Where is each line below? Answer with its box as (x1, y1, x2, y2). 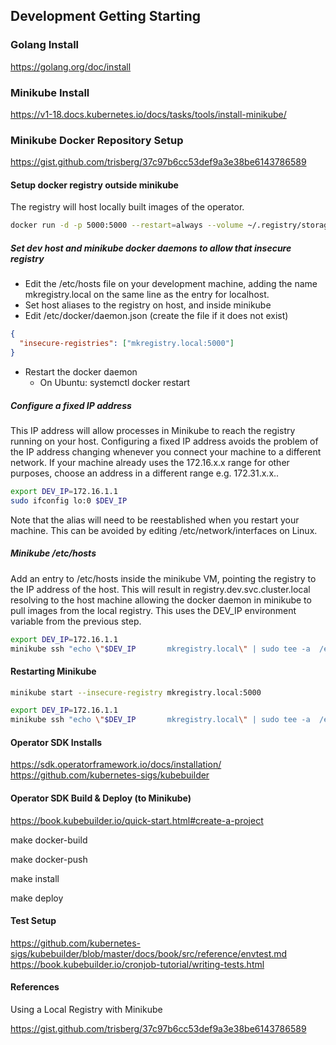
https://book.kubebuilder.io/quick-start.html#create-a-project (10, 814, 264, 826)
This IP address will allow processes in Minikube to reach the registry (10, 424, 296, 436)
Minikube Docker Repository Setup (10, 133, 184, 147)
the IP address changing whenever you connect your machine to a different (10, 445, 322, 458)
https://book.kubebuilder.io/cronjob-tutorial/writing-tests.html (10, 958, 265, 970)
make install (10, 872, 60, 884)
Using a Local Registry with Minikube (10, 1004, 163, 1016)
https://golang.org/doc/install (10, 60, 132, 73)
